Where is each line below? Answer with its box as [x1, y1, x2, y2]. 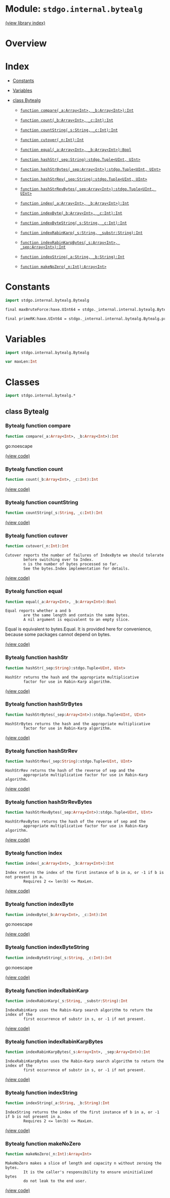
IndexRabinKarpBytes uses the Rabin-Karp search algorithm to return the [5, 1059, 164, 1064]
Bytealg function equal [5, 588, 63, 595]
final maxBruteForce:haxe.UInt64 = [5, 307, 80, 312]
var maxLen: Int [5, 359, 37, 364]
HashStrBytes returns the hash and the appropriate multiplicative [5, 721, 151, 726]
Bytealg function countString [5, 499, 78, 506]
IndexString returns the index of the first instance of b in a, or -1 [5, 1110, 159, 1115]
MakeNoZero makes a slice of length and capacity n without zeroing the [5, 1161, 162, 1166]
